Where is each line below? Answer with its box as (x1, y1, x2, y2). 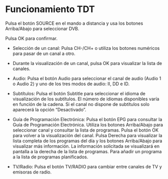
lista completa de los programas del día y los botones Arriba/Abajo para (12, 138, 162, 144)
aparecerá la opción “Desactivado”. (12, 106, 87, 112)
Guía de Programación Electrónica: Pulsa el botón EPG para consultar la (12, 116, 162, 122)
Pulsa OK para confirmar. (5, 35, 58, 41)
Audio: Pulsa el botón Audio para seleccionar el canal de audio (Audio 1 (12, 75, 161, 81)
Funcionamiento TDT (5, 4, 95, 15)
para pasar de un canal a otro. (12, 50, 76, 56)
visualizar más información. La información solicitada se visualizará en (12, 143, 160, 149)
